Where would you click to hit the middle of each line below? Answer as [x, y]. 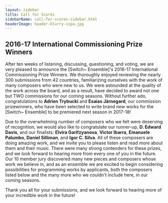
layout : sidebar [22, 10]
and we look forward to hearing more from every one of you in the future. [81, 154]
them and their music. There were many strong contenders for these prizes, [83, 148]
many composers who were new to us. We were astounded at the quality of [83, 85]
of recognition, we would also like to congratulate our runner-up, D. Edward [83, 127]
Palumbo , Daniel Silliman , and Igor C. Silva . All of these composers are [79, 138]
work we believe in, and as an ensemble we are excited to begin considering [84, 164]
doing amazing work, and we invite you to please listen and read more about [84, 143]
